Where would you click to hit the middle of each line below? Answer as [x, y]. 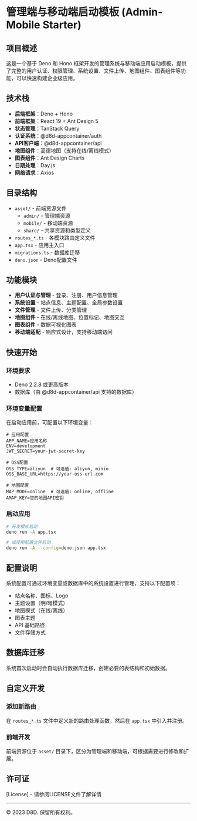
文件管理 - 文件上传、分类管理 [51, 310]
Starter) [62, 25]
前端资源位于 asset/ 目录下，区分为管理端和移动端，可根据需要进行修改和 [95, 751]
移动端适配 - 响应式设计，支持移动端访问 [64, 332]
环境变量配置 [24, 408]
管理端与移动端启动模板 [63, 12]
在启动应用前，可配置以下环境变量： [50, 423]
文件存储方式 [30, 633]
